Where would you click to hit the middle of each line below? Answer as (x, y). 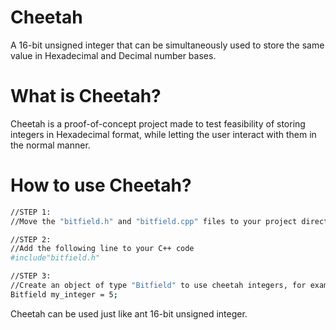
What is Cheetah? (86, 96)
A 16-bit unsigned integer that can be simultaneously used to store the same (167, 45)
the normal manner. (50, 145)
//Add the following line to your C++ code (102, 249)
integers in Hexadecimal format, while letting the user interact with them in (163, 134)
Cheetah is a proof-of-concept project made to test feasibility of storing (158, 123)
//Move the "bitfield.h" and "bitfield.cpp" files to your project (154, 221)
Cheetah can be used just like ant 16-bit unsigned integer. (129, 313)
